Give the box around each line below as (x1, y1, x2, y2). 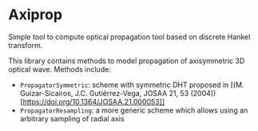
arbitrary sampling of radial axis (19, 113, 125, 123)
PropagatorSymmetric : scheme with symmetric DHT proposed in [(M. (19, 80, 244, 89)
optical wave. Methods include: (8, 64, 112, 73)
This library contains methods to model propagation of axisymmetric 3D (8, 56, 245, 65)
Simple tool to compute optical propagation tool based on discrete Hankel (8, 32, 251, 42)
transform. (8, 40, 43, 50)
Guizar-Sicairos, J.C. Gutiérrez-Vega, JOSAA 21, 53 (19, 88, 189, 97)
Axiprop (8, 6, 62, 24)
